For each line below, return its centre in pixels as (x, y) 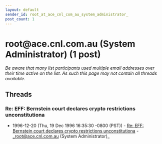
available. (15, 79)
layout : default (22, 10)
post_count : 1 (20, 19)
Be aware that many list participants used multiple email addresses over (80, 68)
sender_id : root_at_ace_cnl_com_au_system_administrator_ (67, 14)
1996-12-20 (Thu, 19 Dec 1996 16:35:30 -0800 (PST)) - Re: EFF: (78, 126)
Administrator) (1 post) (53, 54)
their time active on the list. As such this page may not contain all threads (81, 73)
